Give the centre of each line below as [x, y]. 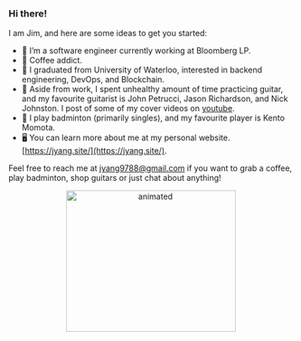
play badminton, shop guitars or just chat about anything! [115, 178]
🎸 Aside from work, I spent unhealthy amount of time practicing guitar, [152, 90]
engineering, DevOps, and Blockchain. [93, 80]
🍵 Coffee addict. [52, 61]
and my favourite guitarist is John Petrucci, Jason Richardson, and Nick [155, 99]
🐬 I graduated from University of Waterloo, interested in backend [142, 70]
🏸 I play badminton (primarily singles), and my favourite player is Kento [153, 118]
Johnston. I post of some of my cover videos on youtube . [128, 109]
